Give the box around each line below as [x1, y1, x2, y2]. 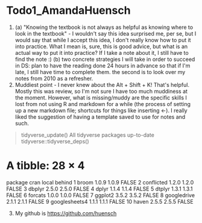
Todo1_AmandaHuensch [6, 4, 131, 17]
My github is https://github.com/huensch [14, 209, 117, 217]
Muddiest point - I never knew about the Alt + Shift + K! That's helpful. [14, 81, 190, 88]
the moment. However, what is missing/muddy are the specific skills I [14, 94, 187, 101]
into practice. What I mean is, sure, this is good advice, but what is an [14, 43, 188, 50]
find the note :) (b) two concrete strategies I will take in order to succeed [14, 55, 195, 63]
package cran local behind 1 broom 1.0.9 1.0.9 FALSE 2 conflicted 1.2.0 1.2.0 [6, 178, 194, 186]
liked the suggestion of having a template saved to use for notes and [14, 113, 186, 121]
